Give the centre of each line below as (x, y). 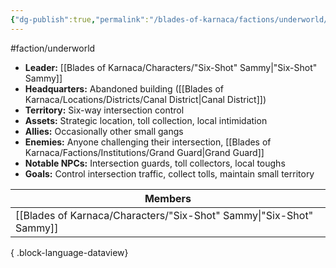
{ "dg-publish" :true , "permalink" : (80, 19)
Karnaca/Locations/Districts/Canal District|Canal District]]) (145, 99)
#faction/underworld (53, 48)
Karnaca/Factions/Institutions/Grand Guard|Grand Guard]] (144, 152)
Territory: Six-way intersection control (104, 110)
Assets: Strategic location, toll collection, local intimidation (146, 120)
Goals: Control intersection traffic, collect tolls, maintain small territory (169, 173)
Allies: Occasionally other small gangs (104, 131)
